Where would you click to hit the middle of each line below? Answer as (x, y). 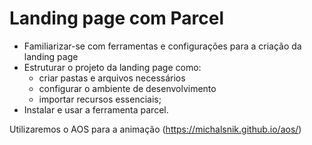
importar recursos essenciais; (100, 99)
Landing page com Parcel (117, 18)
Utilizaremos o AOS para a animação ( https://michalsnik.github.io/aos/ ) (155, 129)
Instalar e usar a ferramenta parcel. (96, 109)
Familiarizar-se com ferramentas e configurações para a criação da (162, 46)
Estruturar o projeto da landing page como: (112, 67)
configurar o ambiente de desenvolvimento (127, 88)
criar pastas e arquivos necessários (112, 78)
